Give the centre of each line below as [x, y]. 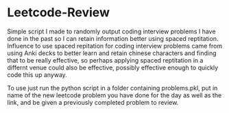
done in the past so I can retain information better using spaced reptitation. [113, 38]
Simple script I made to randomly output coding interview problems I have [111, 31]
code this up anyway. [37, 75]
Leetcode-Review [58, 13]
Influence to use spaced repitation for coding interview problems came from [115, 46]
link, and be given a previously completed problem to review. [93, 102]
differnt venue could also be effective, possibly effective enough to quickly [113, 67]
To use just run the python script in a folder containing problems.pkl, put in [112, 88]
